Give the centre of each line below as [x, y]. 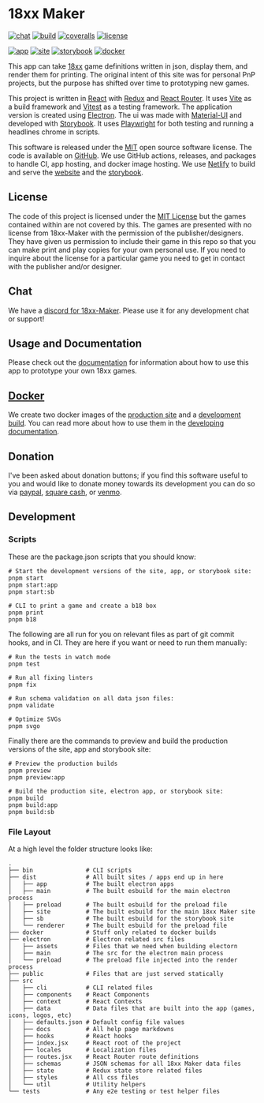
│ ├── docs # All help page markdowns [91, 1029]
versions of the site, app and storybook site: [80, 749]
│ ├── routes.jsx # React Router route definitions [104, 1056]
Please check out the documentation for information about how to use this [129, 362]
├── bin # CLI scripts [70, 870]
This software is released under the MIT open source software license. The [130, 147]
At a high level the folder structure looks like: [81, 849]
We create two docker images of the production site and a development [125, 415]
